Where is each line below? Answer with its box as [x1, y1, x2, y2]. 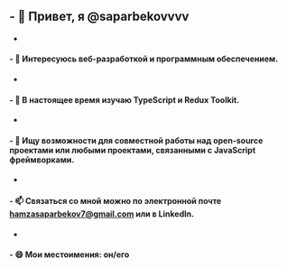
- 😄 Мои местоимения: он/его [9, 249, 130, 260]
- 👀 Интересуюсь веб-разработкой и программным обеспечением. [9, 53, 279, 64]
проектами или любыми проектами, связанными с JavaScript [9, 144, 256, 155]
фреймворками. [9, 154, 75, 165]
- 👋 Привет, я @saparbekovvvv [9, 9, 190, 24]
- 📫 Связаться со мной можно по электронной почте [9, 196, 222, 207]
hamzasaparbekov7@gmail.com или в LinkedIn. [9, 208, 195, 219]
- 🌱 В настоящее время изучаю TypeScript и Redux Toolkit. [9, 94, 240, 105]
